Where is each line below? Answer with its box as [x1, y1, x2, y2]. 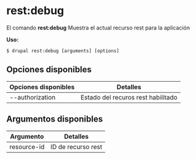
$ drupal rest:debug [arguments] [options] [6, 47, 120, 54]
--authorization [9, 93, 56, 101]
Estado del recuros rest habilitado [80, 93, 178, 101]
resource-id [9, 142, 45, 151]
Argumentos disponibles [6, 114, 103, 125]
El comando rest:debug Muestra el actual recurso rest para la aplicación [6, 24, 190, 31]
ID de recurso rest [50, 142, 103, 151]
